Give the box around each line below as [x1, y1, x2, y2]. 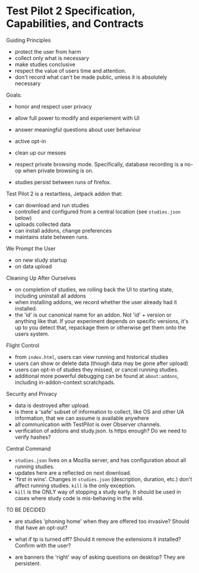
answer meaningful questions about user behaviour [14, 126, 141, 133]
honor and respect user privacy [14, 103, 92, 110]
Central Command [6, 445, 51, 452]
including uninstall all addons [14, 292, 86, 299]
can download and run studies [14, 202, 89, 209]
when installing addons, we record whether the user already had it [14, 298, 177, 305]
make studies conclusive [14, 61, 75, 68]
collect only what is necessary [14, 54, 90, 61]
